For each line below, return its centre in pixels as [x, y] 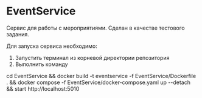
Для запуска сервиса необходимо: [52, 46]
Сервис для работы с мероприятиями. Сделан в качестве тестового [96, 28]
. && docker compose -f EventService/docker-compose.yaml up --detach [98, 82]
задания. [18, 34]
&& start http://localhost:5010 [43, 88]
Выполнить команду [41, 64]
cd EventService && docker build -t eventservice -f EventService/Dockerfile [101, 76]
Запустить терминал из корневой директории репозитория [92, 57]
